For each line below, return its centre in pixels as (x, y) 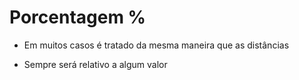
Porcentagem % (78, 17)
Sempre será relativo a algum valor (95, 64)
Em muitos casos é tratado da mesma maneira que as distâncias (156, 45)
